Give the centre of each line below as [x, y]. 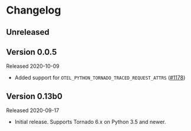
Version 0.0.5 [32, 52]
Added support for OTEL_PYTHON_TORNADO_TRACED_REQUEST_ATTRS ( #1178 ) [100, 78]
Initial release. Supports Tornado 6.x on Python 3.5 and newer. [90, 122]
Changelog [34, 10]
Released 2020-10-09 [33, 66]
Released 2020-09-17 [33, 110]
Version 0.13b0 [34, 96]
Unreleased [28, 32]
